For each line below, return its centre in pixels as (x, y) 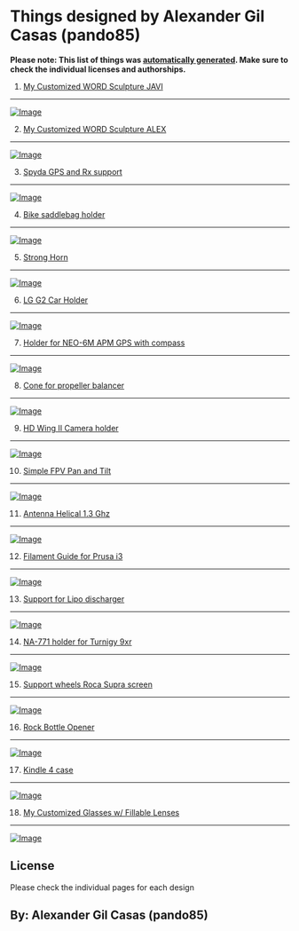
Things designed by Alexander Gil (138, 16)
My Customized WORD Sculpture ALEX (94, 129)
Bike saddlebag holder (64, 214)
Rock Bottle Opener (59, 727)
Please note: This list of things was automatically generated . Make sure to (149, 59)
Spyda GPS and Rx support (72, 171)
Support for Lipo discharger (74, 599)
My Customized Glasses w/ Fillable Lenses (101, 812)
